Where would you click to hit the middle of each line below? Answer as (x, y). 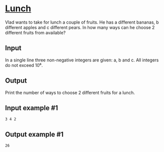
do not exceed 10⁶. (24, 65)
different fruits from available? (35, 32)
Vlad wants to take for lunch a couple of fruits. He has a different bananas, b (82, 22)
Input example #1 (32, 108)
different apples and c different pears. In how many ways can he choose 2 (80, 27)
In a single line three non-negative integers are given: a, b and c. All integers (82, 60)
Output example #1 (34, 134)
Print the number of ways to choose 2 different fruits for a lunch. (70, 92)
